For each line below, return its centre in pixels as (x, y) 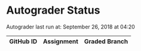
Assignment (61, 41)
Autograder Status (53, 10)
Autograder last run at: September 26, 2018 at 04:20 (71, 27)
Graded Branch (106, 41)
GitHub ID (23, 41)
